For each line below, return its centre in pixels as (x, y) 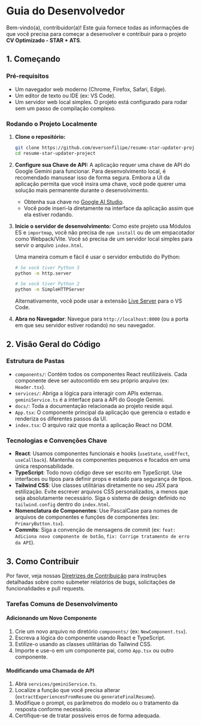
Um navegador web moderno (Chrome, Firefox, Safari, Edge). (90, 89)
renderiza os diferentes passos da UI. (61, 418)
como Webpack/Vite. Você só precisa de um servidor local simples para (103, 239)
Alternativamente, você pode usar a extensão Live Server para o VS (98, 301)
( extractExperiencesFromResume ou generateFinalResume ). (85, 697)
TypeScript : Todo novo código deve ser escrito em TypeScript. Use (98, 473)
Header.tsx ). (30, 386)
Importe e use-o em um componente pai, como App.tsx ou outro (94, 651)
